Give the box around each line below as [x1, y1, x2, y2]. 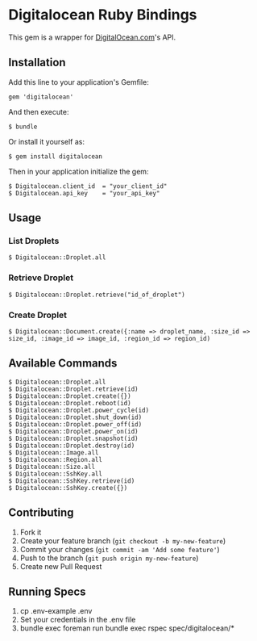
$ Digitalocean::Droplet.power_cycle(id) [8, 406, 150, 414]
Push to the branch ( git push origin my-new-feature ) [19, 553, 199, 563]
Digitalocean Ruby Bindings [8, 6, 197, 24]
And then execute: [8, 107, 69, 116]
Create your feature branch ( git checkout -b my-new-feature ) [19, 535, 226, 546]
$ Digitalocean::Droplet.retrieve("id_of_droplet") [8, 291, 185, 299]
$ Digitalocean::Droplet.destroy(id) [8, 442, 135, 450]
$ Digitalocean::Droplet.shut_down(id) [8, 413, 143, 421]
